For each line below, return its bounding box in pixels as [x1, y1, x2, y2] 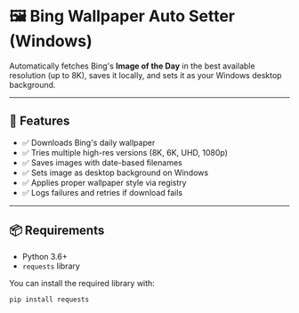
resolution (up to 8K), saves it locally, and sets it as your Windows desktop [9, 69, 282, 80]
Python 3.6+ [21, 251, 69, 261]
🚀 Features [9, 114, 70, 129]
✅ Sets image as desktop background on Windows [21, 167, 209, 178]
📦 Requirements [9, 223, 105, 238]
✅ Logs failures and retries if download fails [21, 187, 183, 197]
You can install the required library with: [9, 277, 156, 288]
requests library [21, 261, 80, 271]
